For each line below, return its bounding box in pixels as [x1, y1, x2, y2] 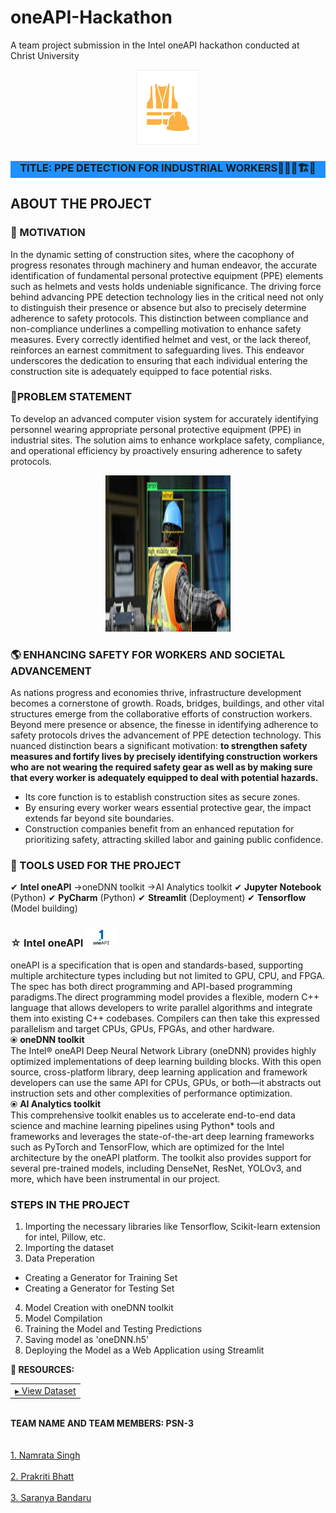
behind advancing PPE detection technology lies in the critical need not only [10, 291, 324, 303]
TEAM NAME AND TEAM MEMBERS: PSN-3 [10, 1417, 194, 1430]
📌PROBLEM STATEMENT [10, 390, 133, 404]
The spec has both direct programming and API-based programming [10, 980, 293, 992]
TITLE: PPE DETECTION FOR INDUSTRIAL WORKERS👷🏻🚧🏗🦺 [19, 161, 317, 175]
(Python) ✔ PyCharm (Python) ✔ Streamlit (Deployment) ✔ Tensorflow [10, 892, 307, 904]
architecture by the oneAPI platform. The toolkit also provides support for [10, 1151, 312, 1163]
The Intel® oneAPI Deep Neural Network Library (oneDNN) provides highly [10, 1044, 317, 1056]
